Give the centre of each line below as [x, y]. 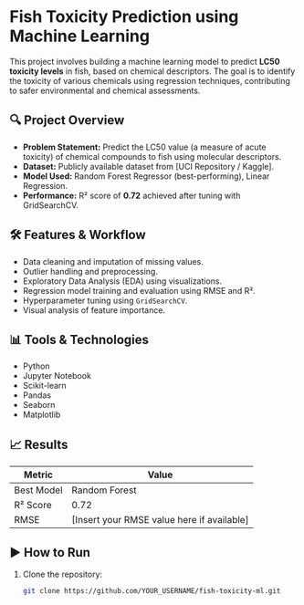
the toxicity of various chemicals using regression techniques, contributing [150, 80]
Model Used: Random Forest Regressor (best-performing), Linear [146, 176]
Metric [38, 475]
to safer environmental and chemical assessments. [105, 90]
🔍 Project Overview [67, 120]
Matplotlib [42, 415]
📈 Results [39, 444]
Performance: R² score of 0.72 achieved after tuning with [131, 195]
